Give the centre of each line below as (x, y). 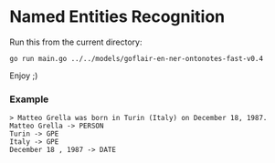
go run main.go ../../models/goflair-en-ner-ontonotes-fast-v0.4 (136, 58)
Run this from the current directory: (76, 42)
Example (29, 99)
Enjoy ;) (24, 76)
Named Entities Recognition (117, 17)
